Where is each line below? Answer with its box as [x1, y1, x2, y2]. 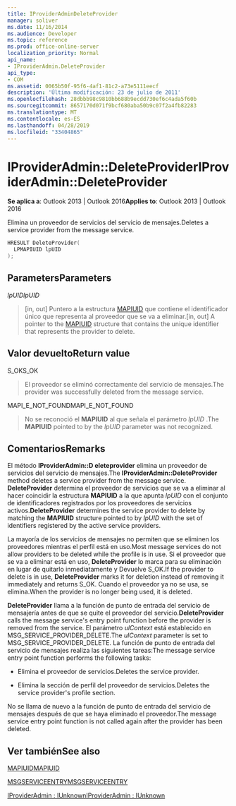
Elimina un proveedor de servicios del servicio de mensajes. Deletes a [7, 218, 209, 227]
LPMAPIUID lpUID [13, 246, 61, 253]
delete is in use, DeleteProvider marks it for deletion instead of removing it [7, 572, 224, 581]
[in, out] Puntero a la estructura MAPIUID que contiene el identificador [24, 304, 228, 313]
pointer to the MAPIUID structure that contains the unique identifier [24, 319, 220, 328]
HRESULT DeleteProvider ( [7, 239, 80, 247]
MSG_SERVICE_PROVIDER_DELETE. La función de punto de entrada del [7, 639, 216, 647]
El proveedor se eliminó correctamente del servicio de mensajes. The [24, 380, 224, 388]
